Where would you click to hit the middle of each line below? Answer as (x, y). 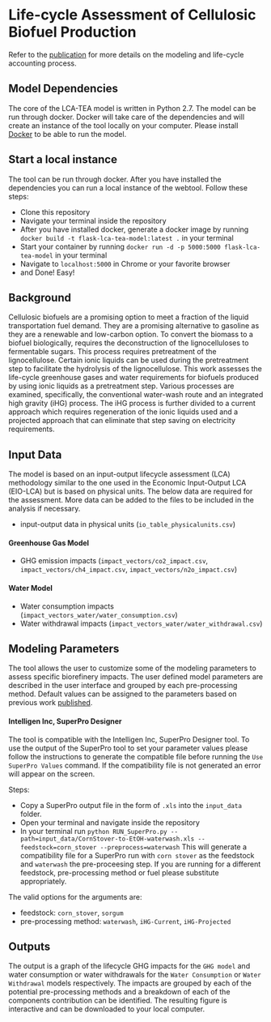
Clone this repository (55, 212)
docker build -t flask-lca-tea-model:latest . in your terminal (127, 237)
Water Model (30, 588)
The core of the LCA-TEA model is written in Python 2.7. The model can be (132, 108)
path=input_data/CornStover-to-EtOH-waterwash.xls (107, 839)
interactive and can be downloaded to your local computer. (106, 1009)
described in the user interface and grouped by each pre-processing (123, 686)
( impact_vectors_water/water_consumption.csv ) (99, 614)
